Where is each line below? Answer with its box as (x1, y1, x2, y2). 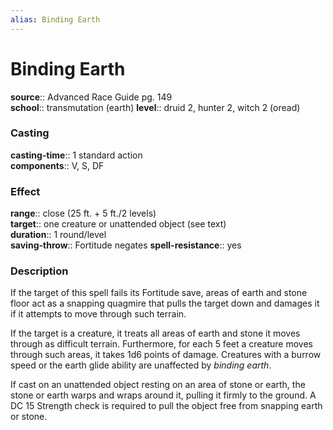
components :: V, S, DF (10, 159, 105, 171)
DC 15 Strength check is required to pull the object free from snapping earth (10, 400, 323, 412)
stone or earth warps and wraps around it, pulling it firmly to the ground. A (10, 389, 317, 401)
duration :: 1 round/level (10, 229, 107, 241)
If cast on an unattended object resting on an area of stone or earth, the (10, 379, 306, 391)
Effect (10, 184, 41, 198)
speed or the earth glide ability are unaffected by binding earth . (10, 359, 272, 371)
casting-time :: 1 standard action (10, 149, 143, 161)
